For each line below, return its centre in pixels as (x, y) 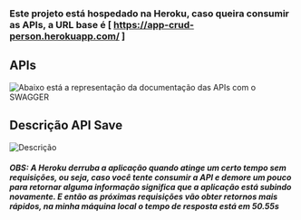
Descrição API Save (66, 125)
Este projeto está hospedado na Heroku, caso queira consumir (150, 14)
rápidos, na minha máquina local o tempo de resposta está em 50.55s (144, 206)
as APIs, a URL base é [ (60, 24)
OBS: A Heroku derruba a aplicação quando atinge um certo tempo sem (148, 168)
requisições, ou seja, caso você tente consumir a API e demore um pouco (150, 177)
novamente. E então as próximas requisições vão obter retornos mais (144, 196)
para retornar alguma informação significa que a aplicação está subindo (150, 187)
